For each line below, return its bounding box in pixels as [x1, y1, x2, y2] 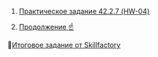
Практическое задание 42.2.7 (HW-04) [18, 7, 150, 16]
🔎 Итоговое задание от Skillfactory [7, 41, 121, 49]
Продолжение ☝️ [18, 23, 75, 31]
